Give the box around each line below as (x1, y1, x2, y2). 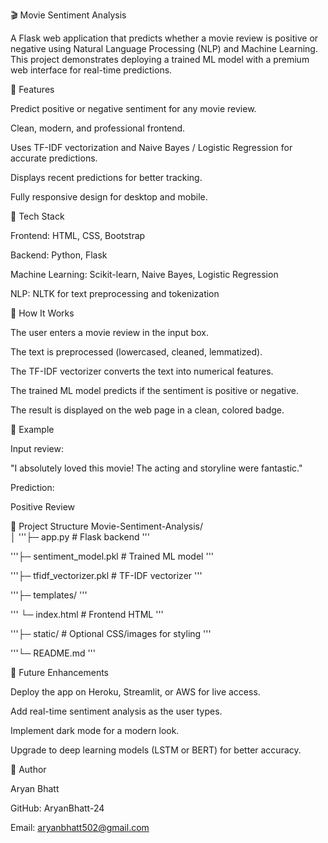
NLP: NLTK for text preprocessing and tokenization (10, 288, 220, 299)
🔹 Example (10, 424, 55, 435)
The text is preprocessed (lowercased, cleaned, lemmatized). (10, 346, 263, 358)
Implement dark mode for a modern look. (10, 725, 180, 736)
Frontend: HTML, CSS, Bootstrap (10, 230, 146, 241)
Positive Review (10, 501, 76, 513)
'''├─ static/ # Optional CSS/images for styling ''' (10, 628, 212, 639)
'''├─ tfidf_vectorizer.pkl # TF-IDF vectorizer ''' (10, 570, 203, 581)
